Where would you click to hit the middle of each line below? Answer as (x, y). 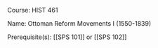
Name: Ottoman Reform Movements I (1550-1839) (79, 23)
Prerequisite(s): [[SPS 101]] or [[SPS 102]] (67, 37)
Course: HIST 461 (33, 10)
